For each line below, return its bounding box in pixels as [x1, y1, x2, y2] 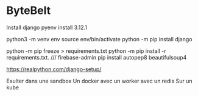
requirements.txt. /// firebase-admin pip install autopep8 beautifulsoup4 [6, 53, 187, 61]
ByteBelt [6, 4, 51, 18]
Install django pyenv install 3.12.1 [6, 24, 87, 31]
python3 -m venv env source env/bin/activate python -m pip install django [6, 35, 193, 43]
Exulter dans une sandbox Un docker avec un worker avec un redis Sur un [6, 77, 193, 84]
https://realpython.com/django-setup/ [6, 65, 102, 73]
